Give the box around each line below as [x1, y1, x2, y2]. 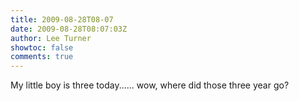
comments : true [10, 52, 74, 62]
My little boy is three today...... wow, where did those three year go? [10, 79, 290, 91]
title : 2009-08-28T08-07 [10, 14, 114, 25]
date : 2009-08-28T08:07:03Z [10, 24, 128, 34]
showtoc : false [10, 42, 74, 53]
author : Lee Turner [10, 33, 92, 43]
